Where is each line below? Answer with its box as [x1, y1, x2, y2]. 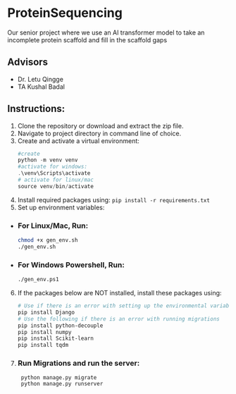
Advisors [7, 56, 48, 68]
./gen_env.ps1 [17, 276, 59, 283]
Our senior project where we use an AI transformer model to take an [7, 28, 205, 37]
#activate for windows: [17, 164, 88, 171]
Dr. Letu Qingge [17, 75, 63, 83]
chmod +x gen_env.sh [17, 237, 78, 244]
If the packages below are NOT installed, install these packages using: [17, 289, 222, 297]
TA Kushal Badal [17, 82, 66, 91]
